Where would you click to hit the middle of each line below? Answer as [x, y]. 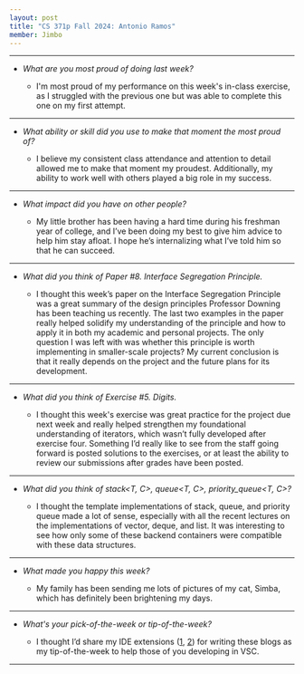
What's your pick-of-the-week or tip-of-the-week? [117, 624]
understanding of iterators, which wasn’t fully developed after [151, 434]
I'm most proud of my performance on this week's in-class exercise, [163, 86]
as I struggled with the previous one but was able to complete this [159, 96]
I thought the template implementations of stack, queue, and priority [163, 506]
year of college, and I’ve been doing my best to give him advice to [159, 231]
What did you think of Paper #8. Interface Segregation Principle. [142, 276]
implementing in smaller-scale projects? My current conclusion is [157, 352]
